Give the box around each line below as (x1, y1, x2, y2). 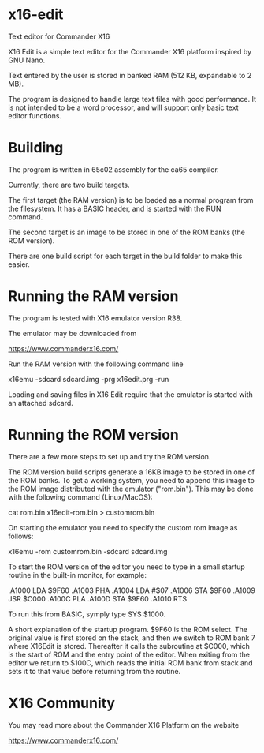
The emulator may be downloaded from (8, 328, 137, 338)
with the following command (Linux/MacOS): (8, 492, 153, 502)
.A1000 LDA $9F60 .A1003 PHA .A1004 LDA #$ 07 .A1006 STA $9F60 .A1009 (8, 586, 256, 595)
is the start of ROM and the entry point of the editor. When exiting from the (8, 650, 251, 659)
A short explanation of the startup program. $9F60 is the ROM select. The (8, 624, 248, 634)
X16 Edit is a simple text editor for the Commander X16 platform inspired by (8, 47, 252, 56)
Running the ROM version (8, 426, 180, 444)
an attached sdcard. (8, 398, 73, 407)
